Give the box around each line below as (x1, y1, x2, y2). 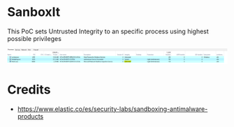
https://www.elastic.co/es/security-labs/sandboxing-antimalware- (17, 105, 208, 113)
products (17, 112, 44, 120)
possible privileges (7, 34, 61, 42)
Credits (7, 82, 51, 98)
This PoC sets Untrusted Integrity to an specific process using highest (7, 27, 210, 35)
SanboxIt (7, 4, 61, 20)
